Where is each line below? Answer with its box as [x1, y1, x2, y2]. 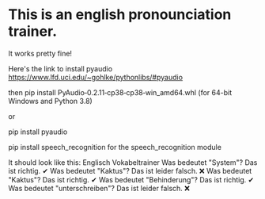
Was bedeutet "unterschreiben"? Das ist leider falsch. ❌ [8, 183, 190, 193]
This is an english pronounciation [8, 6, 232, 24]
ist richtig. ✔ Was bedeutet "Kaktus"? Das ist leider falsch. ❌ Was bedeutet [8, 166, 252, 175]
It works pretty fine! [8, 48, 73, 58]
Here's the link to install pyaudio [8, 63, 113, 73]
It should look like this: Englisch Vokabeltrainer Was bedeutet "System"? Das [8, 157, 258, 167]
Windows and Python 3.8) [8, 96, 93, 105]
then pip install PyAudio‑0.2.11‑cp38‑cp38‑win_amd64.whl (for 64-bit [8, 87, 232, 97]
